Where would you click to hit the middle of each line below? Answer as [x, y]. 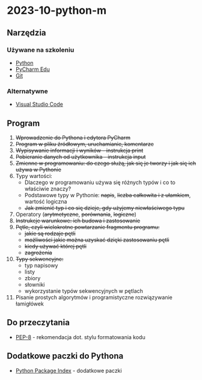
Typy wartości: [34, 176]
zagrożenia [38, 253]
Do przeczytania [38, 323]
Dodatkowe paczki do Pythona [65, 356]
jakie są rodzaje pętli [50, 233]
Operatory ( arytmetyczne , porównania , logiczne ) [76, 214]
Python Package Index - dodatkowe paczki [69, 370]
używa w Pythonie [38, 170]
